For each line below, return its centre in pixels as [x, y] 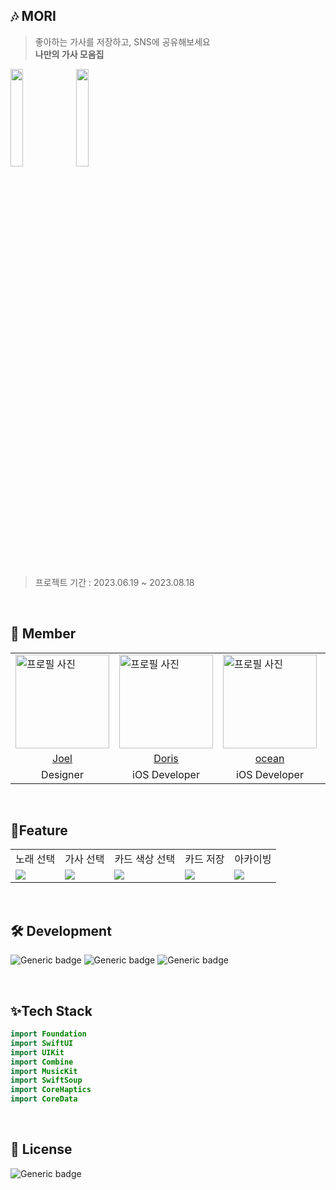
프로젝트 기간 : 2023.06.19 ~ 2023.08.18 [114, 582]
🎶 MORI [33, 16]
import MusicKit [44, 1071]
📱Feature [39, 830]
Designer [62, 774]
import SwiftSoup [46, 1080]
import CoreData [44, 1099]
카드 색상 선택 [145, 859]
